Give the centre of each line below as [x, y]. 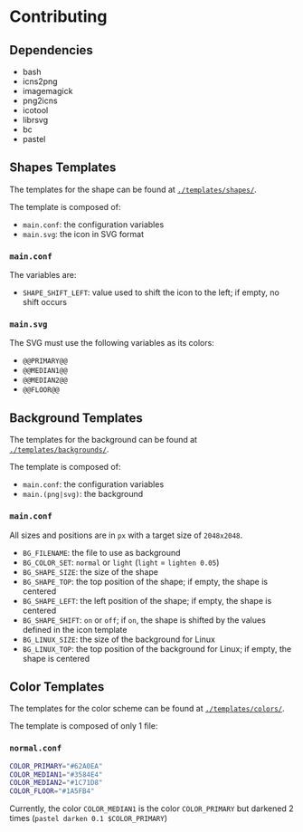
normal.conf [36, 748]
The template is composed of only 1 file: [84, 726]
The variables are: [43, 275]
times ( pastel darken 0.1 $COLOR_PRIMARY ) [89, 818]
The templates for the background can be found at [103, 440]
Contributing [58, 17]
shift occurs [45, 302]
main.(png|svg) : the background [83, 494]
